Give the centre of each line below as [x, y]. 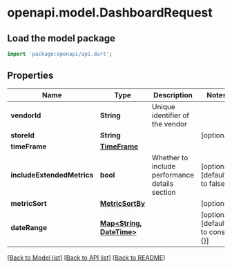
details [163, 183]
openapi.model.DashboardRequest [110, 13]
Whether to [170, 157]
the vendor [170, 124]
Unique [164, 106]
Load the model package [61, 38]
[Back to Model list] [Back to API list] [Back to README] [86, 258]
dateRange [29, 227]
